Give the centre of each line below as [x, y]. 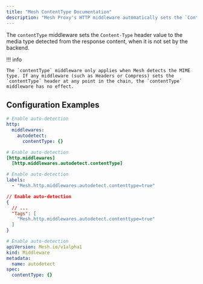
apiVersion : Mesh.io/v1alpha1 [44, 247]
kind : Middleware [28, 253]
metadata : [19, 258]
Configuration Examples [53, 104]
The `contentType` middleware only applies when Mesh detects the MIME [98, 70]
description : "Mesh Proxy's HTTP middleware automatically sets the [94, 18]
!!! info [14, 59]
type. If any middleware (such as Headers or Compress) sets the [90, 76]
